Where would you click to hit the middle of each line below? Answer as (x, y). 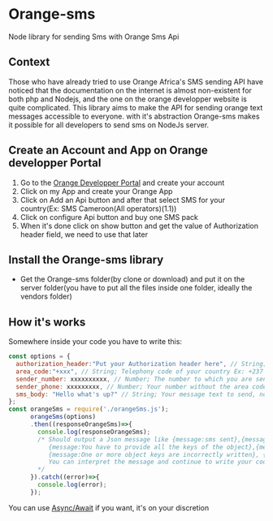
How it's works (47, 322)
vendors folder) (46, 296)
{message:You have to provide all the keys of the (136, 447)
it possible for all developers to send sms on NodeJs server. (109, 125)
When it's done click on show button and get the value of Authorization (139, 226)
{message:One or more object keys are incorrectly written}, (154, 454)
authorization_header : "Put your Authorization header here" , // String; (141, 364)
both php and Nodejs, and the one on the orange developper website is (128, 99)
